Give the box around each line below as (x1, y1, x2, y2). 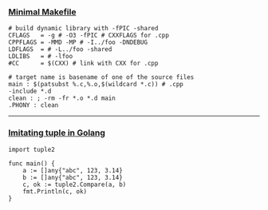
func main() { (8, 159, 56, 168)
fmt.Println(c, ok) (22, 187, 88, 196)
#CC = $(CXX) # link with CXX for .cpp (8, 59, 159, 68)
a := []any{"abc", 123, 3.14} (22, 166, 124, 174)
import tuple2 (8, 145, 56, 153)
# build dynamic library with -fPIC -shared (8, 25, 159, 33)
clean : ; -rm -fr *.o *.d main (8, 94, 116, 102)
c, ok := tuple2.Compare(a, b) (22, 180, 127, 188)
